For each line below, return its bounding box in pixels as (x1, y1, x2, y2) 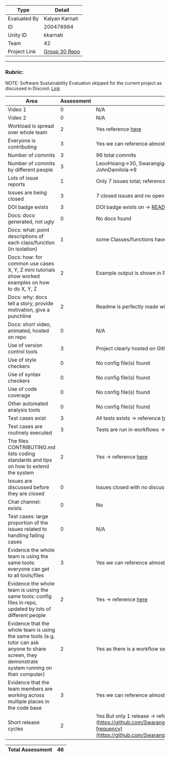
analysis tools (8, 407, 40, 414)
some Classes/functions (96, 236, 154, 243)
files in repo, (8, 599, 37, 606)
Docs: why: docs (8, 294, 48, 301)
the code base (8, 704, 42, 711)
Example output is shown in (96, 270, 161, 277)
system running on (8, 664, 52, 671)
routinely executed (8, 429, 52, 437)
